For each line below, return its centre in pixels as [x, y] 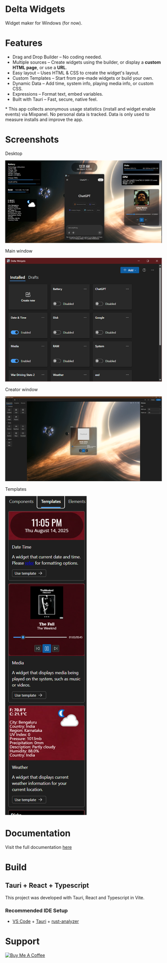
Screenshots [32, 140]
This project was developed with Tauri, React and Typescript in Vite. [75, 897]
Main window [19, 251]
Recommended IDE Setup [37, 910]
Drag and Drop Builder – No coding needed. [57, 57]
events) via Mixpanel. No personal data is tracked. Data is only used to [77, 114]
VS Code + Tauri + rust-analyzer [45, 921]
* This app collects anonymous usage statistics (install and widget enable [80, 109]
